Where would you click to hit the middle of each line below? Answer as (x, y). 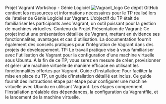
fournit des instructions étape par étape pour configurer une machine (76, 81)
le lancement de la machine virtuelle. (43, 97)
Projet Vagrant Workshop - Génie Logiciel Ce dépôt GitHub (82, 8)
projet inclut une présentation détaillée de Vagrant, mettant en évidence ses (83, 34)
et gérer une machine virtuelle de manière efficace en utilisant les (72, 65)
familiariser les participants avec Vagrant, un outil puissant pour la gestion (81, 23)
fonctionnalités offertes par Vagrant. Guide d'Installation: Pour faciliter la (79, 71)
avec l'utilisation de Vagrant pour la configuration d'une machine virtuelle (80, 55)
